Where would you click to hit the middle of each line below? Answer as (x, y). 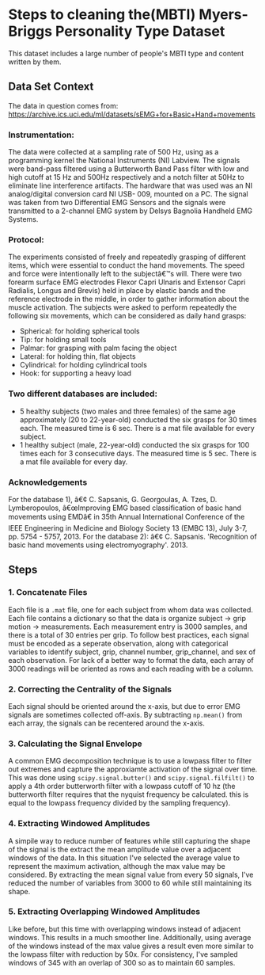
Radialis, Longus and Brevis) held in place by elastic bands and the (117, 291)
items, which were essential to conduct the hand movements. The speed (127, 265)
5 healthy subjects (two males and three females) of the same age (127, 411)
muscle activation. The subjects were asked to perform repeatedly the (123, 307)
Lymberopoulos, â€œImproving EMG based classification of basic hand (125, 508)
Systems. (23, 219)
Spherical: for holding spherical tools (79, 331)
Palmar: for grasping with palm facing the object (98, 348)
